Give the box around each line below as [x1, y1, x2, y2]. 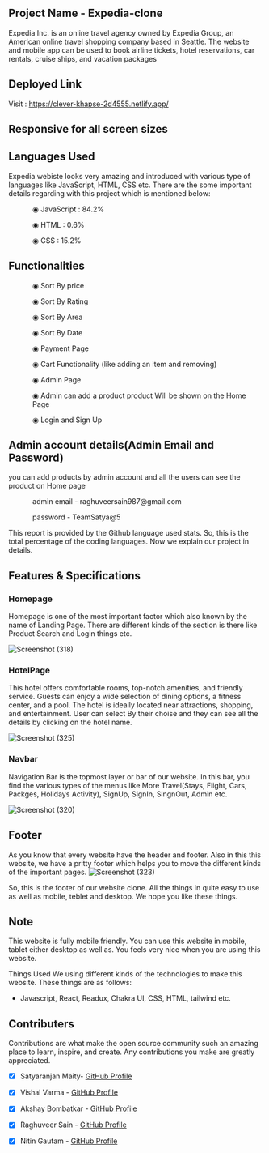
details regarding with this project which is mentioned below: [8, 188, 211, 198]
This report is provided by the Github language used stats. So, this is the [8, 528, 249, 538]
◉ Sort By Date [32, 327, 83, 337]
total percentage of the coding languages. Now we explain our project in [8, 536, 249, 546]
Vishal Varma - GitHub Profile [19, 1087, 119, 1097]
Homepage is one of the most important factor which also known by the [8, 612, 248, 621]
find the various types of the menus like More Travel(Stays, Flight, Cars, [8, 780, 247, 790]
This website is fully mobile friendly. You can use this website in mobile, [8, 936, 247, 946]
